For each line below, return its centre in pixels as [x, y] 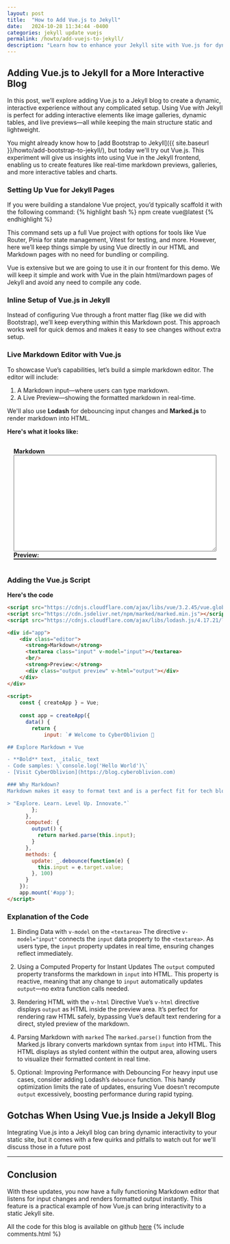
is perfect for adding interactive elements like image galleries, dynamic [107, 115]
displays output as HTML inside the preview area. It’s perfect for [107, 1009]
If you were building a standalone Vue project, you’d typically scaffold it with [115, 205]
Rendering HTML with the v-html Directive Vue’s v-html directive [108, 1002]
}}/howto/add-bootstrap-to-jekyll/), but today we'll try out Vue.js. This [105, 150]
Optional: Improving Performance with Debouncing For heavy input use [117, 1072]
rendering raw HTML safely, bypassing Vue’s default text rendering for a [119, 1017]
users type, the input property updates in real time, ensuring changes [115, 946]
